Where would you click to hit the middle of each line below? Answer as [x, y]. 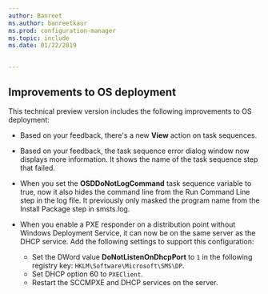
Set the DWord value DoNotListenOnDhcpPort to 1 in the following [142, 256]
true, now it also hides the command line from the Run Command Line [135, 191]
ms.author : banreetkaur [48, 23]
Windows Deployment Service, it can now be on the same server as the [138, 232]
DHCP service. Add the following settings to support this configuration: [137, 241]
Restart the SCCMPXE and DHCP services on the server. [125, 282]
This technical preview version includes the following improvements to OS [130, 111]
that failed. [38, 167]
